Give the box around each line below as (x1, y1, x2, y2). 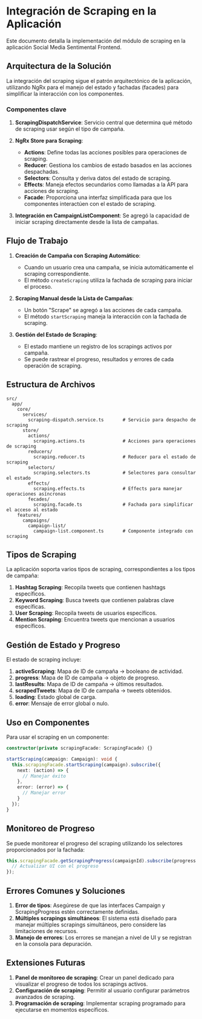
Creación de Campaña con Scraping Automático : (15, 252, 141, 259)
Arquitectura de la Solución (6, 61, 112, 71)
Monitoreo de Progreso (6, 824, 95, 834)
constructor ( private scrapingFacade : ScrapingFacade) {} (6, 745, 153, 752)
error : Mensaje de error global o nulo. (15, 700, 109, 707)
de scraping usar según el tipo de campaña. (15, 125, 125, 133)
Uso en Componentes (6, 717, 90, 727)
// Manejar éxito (22, 773, 67, 779)
